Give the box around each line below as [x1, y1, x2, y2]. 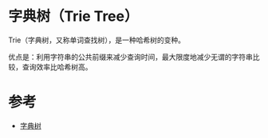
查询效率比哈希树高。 [22, 61, 93, 72]
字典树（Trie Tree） [8, 7, 139, 26]
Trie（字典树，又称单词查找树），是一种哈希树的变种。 [8, 35, 186, 45]
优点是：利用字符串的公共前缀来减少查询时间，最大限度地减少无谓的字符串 [8, 52, 253, 61]
